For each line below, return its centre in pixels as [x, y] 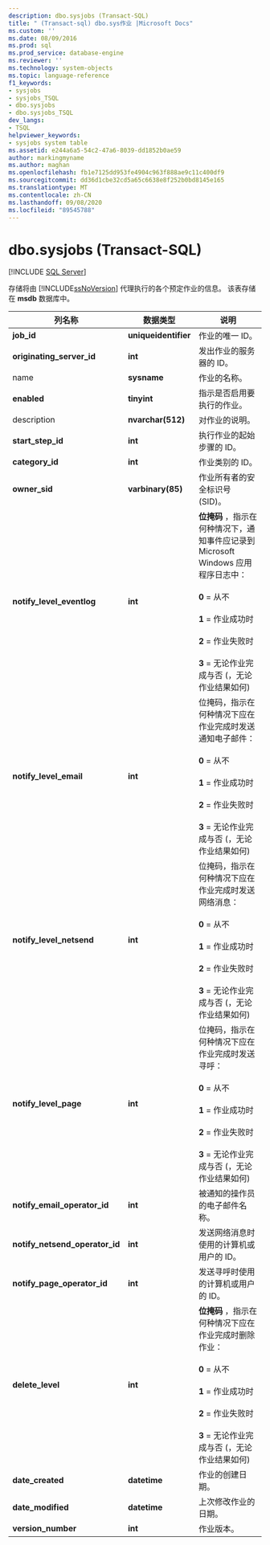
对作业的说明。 [227, 420]
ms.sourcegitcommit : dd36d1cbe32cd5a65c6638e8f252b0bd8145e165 [117, 180]
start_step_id [38, 441]
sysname [145, 378]
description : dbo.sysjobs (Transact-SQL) [79, 16]
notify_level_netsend [53, 940]
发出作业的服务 [227, 351]
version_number [45, 1529]
